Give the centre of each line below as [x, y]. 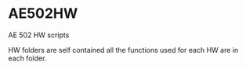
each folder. [27, 58]
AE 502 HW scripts [39, 35]
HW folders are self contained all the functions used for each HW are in [123, 50]
